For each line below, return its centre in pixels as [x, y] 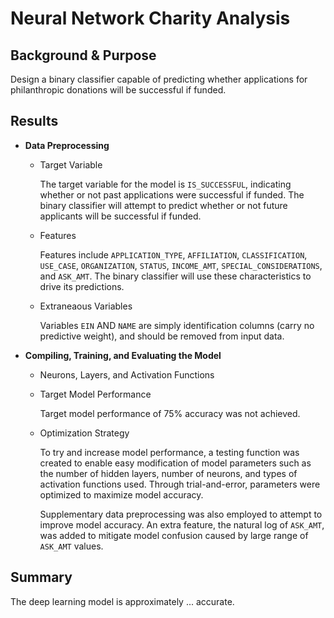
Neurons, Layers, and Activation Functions [127, 374]
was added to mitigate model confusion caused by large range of [174, 535]
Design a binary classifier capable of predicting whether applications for [159, 79]
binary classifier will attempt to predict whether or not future [163, 205]
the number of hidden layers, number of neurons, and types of [168, 473]
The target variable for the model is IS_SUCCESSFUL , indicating [165, 184]
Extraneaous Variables [86, 306]
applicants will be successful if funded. [120, 216]
